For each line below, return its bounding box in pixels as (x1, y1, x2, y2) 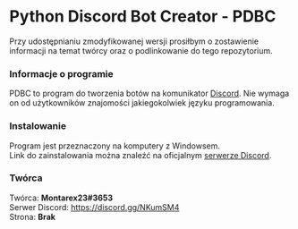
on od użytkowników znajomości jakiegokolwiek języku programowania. (9, 98, 275, 108)
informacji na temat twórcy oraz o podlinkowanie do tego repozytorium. (9, 45, 273, 55)
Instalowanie (9, 120, 67, 132)
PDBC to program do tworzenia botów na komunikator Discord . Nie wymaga (9, 88, 290, 99)
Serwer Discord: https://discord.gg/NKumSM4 (9, 201, 180, 212)
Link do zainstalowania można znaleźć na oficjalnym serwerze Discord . (9, 149, 272, 160)
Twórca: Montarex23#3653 (9, 192, 114, 203)
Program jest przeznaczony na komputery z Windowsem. (9, 140, 221, 151)
